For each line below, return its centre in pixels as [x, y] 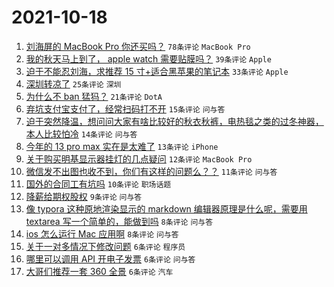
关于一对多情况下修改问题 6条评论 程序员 [105, 246]
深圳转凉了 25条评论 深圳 [73, 83]
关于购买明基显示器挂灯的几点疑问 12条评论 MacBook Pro [139, 158]
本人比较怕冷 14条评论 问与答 [81, 133]
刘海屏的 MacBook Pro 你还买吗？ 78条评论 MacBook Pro [138, 46]
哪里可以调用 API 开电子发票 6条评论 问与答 [110, 258]
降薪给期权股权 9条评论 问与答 [84, 196]
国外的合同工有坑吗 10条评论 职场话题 [98, 183]
